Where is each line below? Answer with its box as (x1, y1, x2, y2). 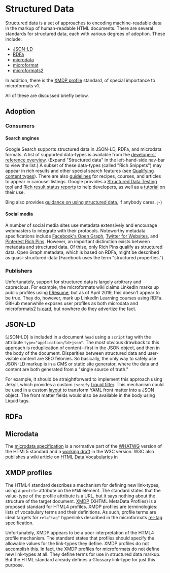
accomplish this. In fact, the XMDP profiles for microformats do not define (5, 546, 160, 552)
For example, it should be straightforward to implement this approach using (5, 376, 162, 382)
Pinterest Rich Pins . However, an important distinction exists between (5, 238, 150, 244)
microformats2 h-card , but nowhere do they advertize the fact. (5, 306, 137, 312)
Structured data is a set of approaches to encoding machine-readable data (5, 20, 162, 26)
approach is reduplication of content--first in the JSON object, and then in (5, 345, 160, 351)
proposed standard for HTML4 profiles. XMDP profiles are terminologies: (5, 503, 158, 510)
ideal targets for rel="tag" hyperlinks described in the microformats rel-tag (5, 514, 163, 520)
